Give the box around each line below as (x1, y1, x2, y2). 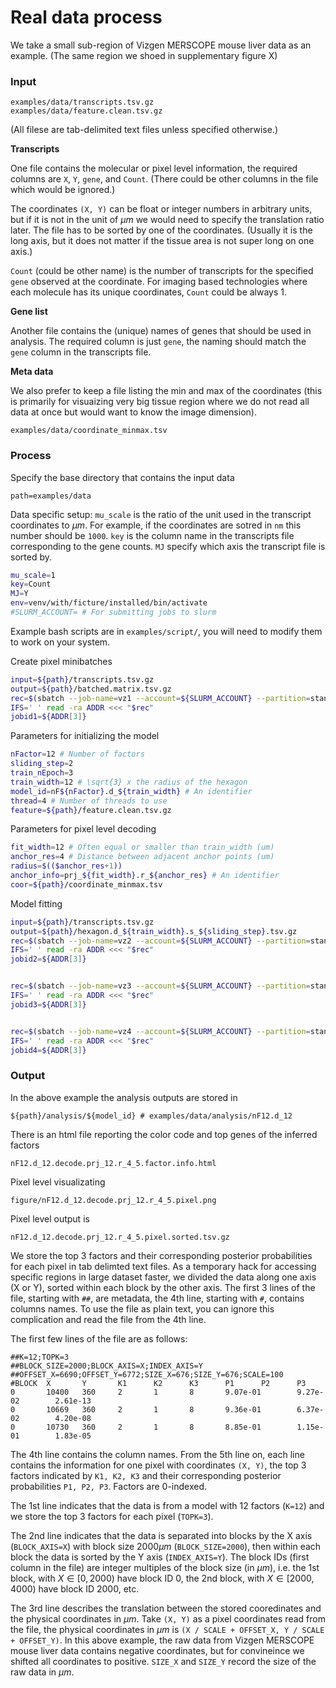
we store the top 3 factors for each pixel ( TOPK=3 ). (10, 1510, 214, 1522)
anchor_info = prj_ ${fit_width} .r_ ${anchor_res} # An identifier (10, 871, 280, 881)
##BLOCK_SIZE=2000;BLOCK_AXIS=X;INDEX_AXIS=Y (10, 1361, 203, 1371)
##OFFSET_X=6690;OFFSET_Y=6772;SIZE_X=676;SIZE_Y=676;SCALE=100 (10, 1369, 284, 1380)
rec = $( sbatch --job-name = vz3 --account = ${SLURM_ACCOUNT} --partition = (10, 981, 311, 991)
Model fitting (10, 897, 63, 910)
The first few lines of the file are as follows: (10, 1332, 188, 1345)
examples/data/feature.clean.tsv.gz (10, 106, 163, 116)
